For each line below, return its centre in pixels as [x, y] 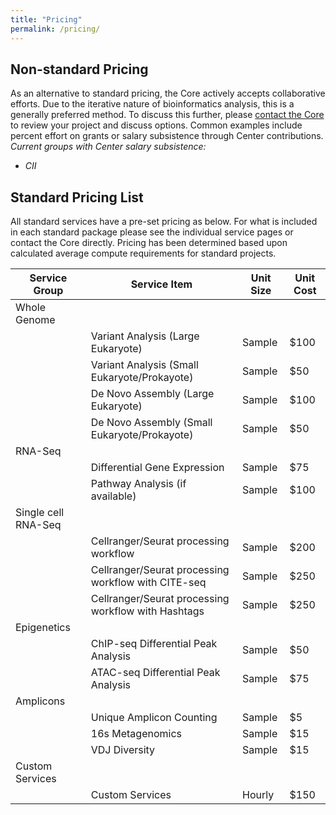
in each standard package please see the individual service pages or [152, 232]
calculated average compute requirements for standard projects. [143, 253]
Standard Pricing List [77, 197]
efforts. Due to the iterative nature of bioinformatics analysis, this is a [152, 104]
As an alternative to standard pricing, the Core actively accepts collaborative [168, 93]
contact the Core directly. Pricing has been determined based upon [149, 243]
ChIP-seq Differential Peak [154, 644]
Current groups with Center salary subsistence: [108, 147]
